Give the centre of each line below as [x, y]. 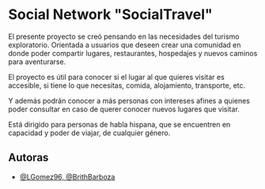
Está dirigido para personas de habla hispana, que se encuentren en [119, 124]
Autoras [28, 158]
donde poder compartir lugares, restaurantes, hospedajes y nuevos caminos [133, 53]
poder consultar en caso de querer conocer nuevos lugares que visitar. [124, 109]
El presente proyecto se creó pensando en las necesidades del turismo [124, 36]
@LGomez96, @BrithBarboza [67, 176]
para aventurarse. [37, 62]
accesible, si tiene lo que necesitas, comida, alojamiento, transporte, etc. [127, 85]
